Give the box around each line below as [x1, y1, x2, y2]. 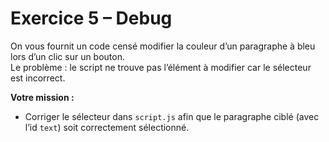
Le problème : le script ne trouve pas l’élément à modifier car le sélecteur [10, 61, 312, 73]
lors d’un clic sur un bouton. [10, 50, 126, 62]
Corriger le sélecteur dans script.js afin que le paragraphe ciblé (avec [24, 110, 320, 122]
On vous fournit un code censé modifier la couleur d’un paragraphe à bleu [10, 40, 316, 52]
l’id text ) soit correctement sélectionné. [24, 121, 190, 133]
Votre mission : [10, 91, 75, 103]
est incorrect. [10, 72, 66, 84]
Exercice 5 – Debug [10, 7, 173, 30]
